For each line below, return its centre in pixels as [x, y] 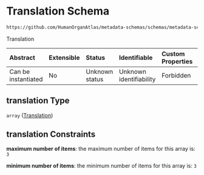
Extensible [64, 58]
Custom [173, 54]
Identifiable [136, 58]
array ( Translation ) [30, 115]
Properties [177, 61]
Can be [20, 71]
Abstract [22, 58]
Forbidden [176, 75]
